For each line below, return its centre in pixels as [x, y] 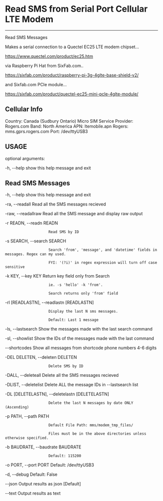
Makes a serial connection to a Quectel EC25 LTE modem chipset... [72, 47]
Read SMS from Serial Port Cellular [76, 9]
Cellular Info [24, 109]
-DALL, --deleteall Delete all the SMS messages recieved [62, 375]
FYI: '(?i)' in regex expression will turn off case [103, 263]
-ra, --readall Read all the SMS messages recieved [56, 204]
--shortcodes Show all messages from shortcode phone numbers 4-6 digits [81, 348]
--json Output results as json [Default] [43, 484]
